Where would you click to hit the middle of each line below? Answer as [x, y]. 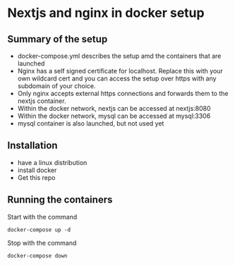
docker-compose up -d [39, 230]
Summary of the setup [58, 39]
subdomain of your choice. [56, 86]
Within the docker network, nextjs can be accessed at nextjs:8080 [114, 108]
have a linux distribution [52, 162]
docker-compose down [38, 255]
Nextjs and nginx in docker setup [106, 13]
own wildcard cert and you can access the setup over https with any [117, 78]
